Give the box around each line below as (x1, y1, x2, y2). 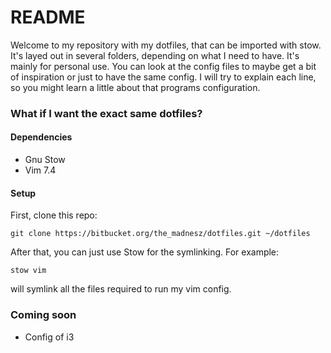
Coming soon (10, 308, 77, 322)
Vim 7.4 (24, 164, 57, 176)
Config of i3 (24, 331, 75, 343)
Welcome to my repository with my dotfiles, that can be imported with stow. (10, 39, 322, 51)
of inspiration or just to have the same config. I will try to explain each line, (10, 71, 317, 83)
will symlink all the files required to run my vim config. (10, 283, 232, 295)
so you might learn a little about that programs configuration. (10, 81, 261, 93)
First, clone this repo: (10, 209, 98, 221)
